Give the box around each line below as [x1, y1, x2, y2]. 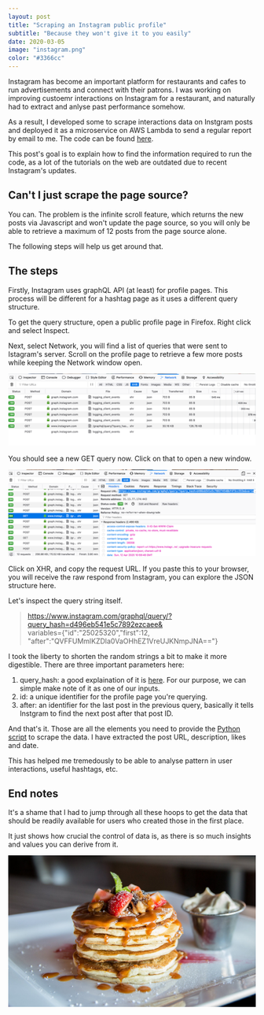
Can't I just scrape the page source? [8, 189, 189, 202]
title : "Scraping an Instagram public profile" [8, 20, 167, 29]
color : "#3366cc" [8, 54, 65, 62]
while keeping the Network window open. [8, 357, 143, 367]
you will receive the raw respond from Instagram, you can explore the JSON [8, 572, 254, 582]
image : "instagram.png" [8, 46, 86, 54]
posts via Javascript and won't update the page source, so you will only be [8, 217, 251, 228]
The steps [8, 265, 59, 278]
